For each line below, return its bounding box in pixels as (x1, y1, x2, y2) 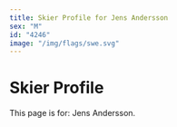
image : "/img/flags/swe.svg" (9, 38, 120, 48)
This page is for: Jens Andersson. (9, 108, 136, 119)
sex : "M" (9, 22, 43, 31)
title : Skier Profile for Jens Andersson (9, 13, 169, 23)
